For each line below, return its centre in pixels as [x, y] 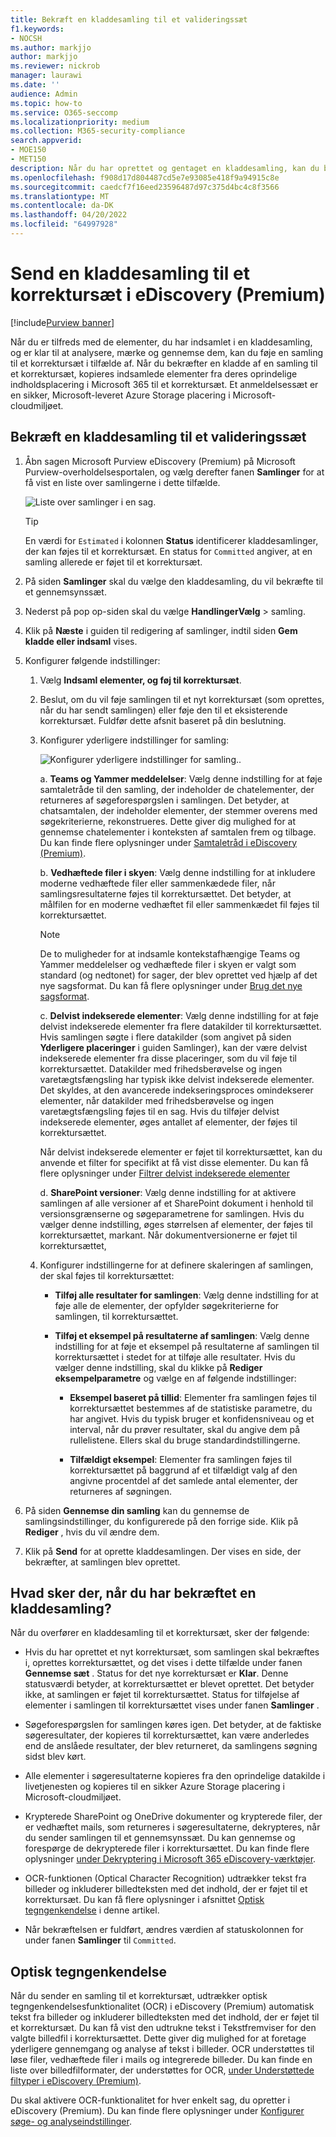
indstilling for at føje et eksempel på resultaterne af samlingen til [187, 1346]
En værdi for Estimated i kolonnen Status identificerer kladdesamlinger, [171, 540]
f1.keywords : [37, 29]
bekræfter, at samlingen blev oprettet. [102, 1562]
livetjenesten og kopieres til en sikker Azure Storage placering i [154, 1787]
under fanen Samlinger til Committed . [100, 1940]
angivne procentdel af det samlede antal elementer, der [183, 1480]
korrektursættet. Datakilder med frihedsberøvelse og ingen [161, 1068]
